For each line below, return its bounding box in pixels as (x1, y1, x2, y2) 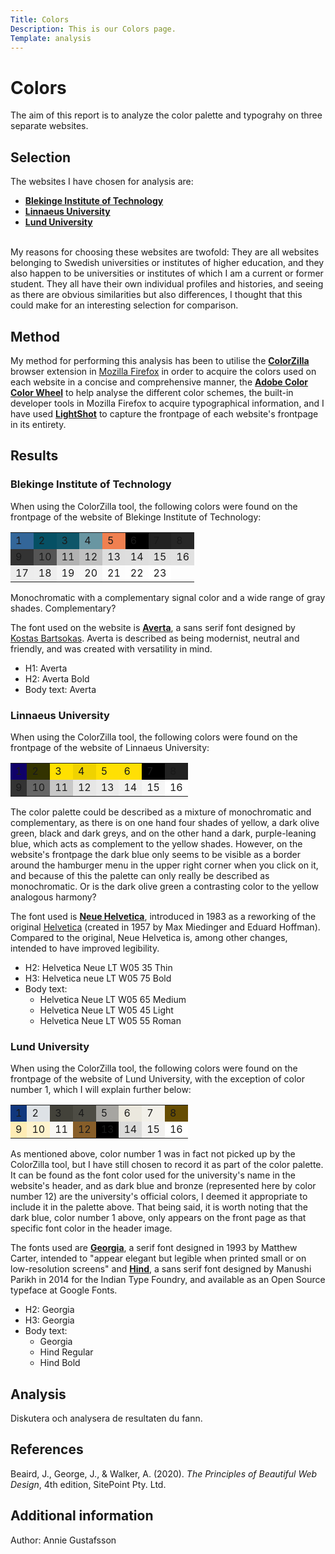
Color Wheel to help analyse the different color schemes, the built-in (10, 386, 294, 398)
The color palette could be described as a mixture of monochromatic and (10, 806, 312, 818)
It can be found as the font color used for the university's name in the (10, 1169, 296, 1181)
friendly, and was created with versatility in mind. (10, 642, 213, 655)
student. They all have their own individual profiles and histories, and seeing (10, 278, 324, 290)
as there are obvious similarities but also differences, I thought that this (10, 289, 303, 301)
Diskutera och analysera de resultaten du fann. (10, 1412, 203, 1425)
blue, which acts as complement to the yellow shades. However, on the (10, 837, 303, 850)
